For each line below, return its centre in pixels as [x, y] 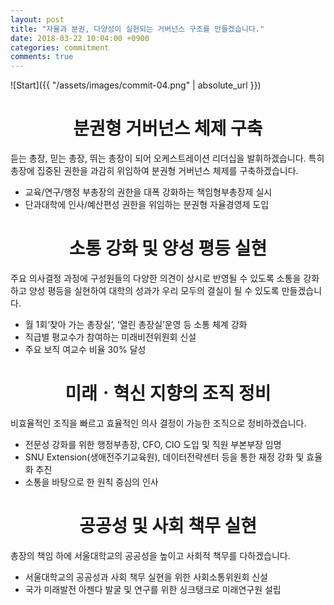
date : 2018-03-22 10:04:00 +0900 [80, 38]
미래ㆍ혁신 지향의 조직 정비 [168, 393]
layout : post [37, 19]
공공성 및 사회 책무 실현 [168, 526]
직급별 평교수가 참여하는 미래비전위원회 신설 [110, 337]
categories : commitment [60, 47]
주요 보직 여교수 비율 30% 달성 [85, 349]
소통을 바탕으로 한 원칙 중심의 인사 [91, 482]
